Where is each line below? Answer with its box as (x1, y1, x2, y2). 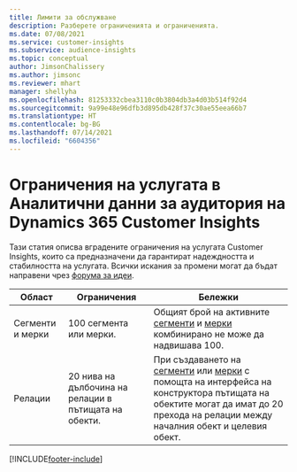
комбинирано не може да (153, 328, 265, 340)
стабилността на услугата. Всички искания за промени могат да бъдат (9, 260, 278, 271)
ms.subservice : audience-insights (9, 46, 137, 55)
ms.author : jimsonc (9, 71, 81, 80)
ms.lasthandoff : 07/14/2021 (9, 128, 113, 137)
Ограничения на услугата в (9, 174, 221, 195)
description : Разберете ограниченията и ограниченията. (9, 21, 219, 30)
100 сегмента (67, 316, 129, 329)
